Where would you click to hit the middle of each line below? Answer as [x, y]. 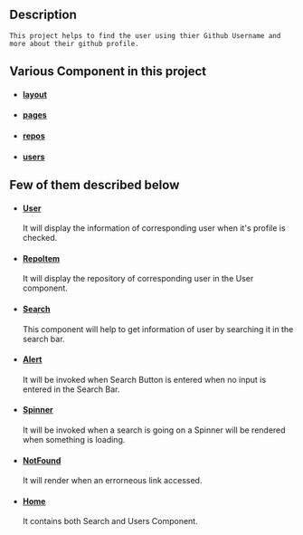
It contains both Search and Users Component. [110, 521]
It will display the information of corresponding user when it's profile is [154, 228]
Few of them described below [95, 185]
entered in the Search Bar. [71, 389]
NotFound [42, 460]
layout [35, 94]
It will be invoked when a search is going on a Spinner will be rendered [154, 430]
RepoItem [41, 258]
